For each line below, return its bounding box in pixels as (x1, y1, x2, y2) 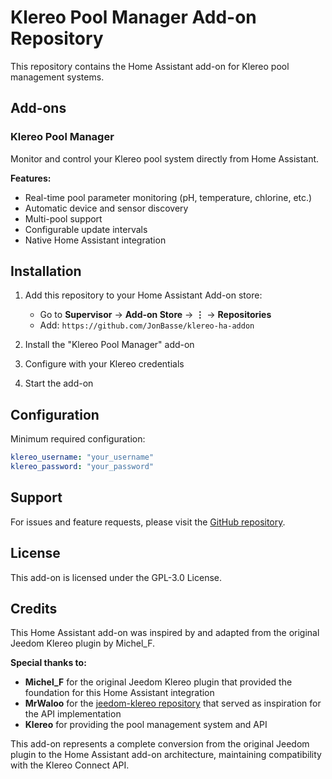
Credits (10, 601, 58, 618)
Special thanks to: (10, 657, 87, 669)
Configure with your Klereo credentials (24, 358, 185, 370)
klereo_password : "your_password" (10, 462, 155, 472)
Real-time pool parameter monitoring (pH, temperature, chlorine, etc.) (24, 191, 313, 203)
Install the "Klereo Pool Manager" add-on (24, 339, 195, 351)
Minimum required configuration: (10, 433, 146, 445)
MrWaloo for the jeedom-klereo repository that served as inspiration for (24, 697, 322, 710)
